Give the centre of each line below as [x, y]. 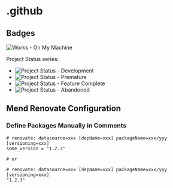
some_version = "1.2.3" [36, 148]
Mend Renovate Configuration [64, 109]
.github [25, 11]
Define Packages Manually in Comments [66, 126]
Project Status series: [33, 59]
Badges [21, 33]
